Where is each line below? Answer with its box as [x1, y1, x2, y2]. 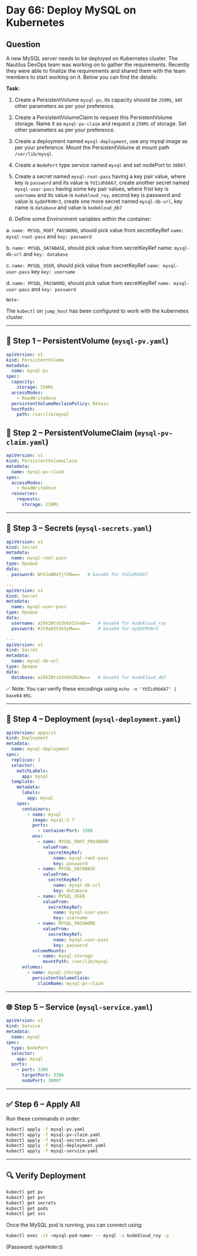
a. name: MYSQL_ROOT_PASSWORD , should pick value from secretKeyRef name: [6, 227, 184, 233]
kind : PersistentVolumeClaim [6, 458, 77, 464]
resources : [11, 491, 38, 497]
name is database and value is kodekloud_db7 [14, 204, 123, 211]
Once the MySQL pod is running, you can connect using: [6, 1221, 143, 1228]
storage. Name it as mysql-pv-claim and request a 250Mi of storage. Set [14, 120, 186, 127]
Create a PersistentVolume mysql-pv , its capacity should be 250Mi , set [14, 96, 183, 103]
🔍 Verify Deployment [6, 1170, 86, 1180]
